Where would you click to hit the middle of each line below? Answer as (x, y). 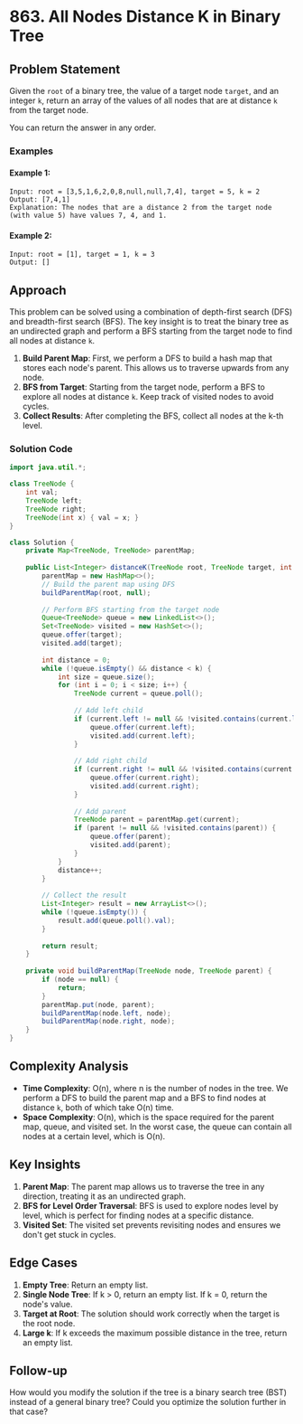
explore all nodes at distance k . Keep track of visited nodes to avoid (148, 397)
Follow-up (38, 1370)
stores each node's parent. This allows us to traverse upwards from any (156, 368)
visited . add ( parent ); (130, 845)
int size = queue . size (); (106, 677)
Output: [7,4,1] (40, 200)
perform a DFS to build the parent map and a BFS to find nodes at (144, 1098)
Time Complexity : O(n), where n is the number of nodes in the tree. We (155, 1088)
